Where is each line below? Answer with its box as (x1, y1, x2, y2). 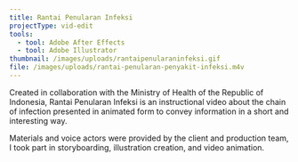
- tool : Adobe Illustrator (17, 46, 117, 55)
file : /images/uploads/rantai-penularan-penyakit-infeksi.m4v (9, 63, 245, 72)
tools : (9, 29, 34, 38)
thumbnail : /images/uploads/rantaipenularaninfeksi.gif (9, 54, 221, 63)
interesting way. (9, 115, 68, 126)
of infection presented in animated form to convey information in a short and (9, 106, 289, 117)
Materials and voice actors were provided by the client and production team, (9, 133, 289, 143)
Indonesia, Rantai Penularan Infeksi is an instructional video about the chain (9, 96, 286, 107)
